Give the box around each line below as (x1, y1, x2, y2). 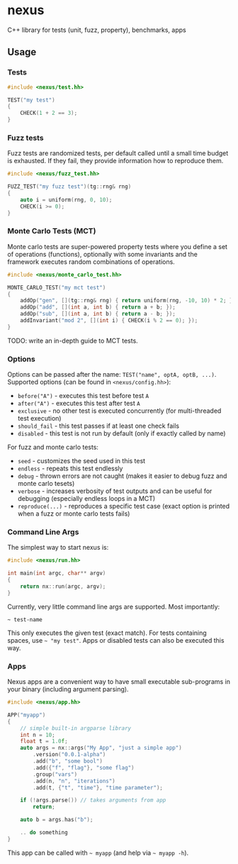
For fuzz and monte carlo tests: (7, 443, 99, 452)
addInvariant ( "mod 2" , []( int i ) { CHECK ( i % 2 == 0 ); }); (20, 317, 198, 324)
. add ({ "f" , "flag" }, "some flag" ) (33, 764, 135, 771)
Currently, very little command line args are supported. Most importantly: (7, 602, 220, 611)
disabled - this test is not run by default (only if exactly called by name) (17, 429, 226, 438)
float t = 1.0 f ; (20, 738, 69, 745)
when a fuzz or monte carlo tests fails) (17, 509, 130, 518)
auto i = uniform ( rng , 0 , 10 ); (20, 196, 113, 204)
